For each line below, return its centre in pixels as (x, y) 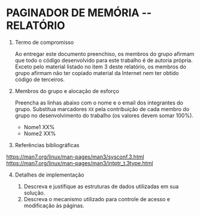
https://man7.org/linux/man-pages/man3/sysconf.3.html (75, 157)
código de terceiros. (40, 79)
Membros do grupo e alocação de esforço (67, 91)
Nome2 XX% (40, 133)
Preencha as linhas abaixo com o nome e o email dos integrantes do (99, 103)
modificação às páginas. (54, 205)
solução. (34, 193)
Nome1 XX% (39, 127)
